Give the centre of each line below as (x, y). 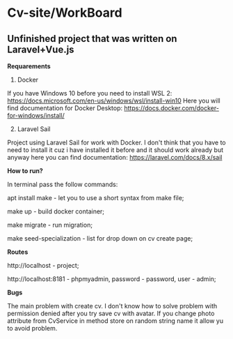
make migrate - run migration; (50, 225)
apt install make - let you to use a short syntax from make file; (96, 198)
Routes (18, 252)
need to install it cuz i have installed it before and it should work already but (115, 150)
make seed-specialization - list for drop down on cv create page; (100, 238)
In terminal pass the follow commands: (63, 184)
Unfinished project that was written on (92, 39)
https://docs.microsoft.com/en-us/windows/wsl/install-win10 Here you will (114, 100)
